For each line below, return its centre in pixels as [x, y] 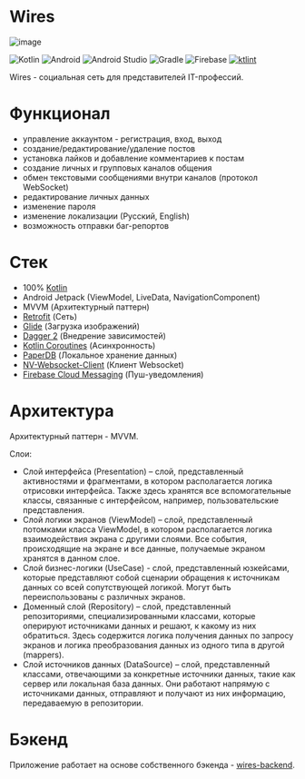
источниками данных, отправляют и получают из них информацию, [154, 693]
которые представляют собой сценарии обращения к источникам [151, 577]
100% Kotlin [45, 287]
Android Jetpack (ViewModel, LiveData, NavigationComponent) [141, 297]
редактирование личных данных [86, 196]
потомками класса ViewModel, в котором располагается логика [147, 529]
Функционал [60, 114]
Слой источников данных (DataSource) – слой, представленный [146, 664]
